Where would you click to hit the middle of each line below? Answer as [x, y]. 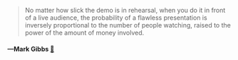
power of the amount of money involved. [84, 32]
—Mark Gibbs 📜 [31, 49]
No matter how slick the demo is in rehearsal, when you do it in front [125, 10]
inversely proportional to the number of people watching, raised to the [128, 25]
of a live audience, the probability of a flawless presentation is [116, 18]
